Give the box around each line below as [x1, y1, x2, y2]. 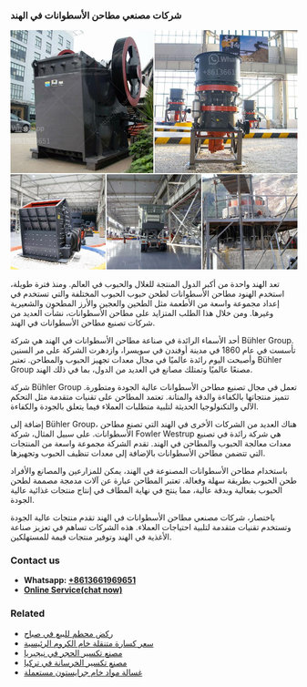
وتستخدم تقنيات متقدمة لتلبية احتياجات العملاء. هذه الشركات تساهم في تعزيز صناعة [10, 521, 292, 532]
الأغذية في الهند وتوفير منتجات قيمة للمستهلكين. [10, 531, 172, 542]
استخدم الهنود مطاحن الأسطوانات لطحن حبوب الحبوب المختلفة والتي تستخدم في [10, 288, 285, 299]
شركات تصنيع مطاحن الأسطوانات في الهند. [10, 317, 156, 328]
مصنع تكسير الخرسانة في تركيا [23, 657, 128, 668]
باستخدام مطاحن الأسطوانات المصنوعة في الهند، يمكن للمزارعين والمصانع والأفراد [10, 465, 288, 476]
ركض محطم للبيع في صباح [23, 628, 114, 639]
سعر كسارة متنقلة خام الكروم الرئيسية [23, 638, 154, 649]
